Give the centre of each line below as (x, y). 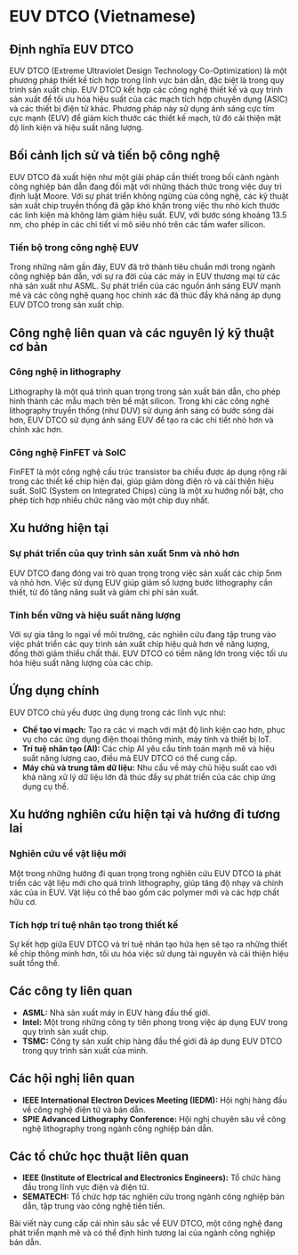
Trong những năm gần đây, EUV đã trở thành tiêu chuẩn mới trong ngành (142, 267)
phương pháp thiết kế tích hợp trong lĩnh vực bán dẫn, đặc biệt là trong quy (147, 80)
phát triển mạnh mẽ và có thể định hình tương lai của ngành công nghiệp (142, 1233)
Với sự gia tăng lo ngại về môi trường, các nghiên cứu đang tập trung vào (143, 635)
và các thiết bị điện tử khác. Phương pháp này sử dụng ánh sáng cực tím (142, 108)
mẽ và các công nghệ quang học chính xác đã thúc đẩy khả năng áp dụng (145, 295)
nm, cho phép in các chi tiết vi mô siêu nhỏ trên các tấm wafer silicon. (137, 224)
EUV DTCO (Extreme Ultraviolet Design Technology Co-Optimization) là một (148, 70)
